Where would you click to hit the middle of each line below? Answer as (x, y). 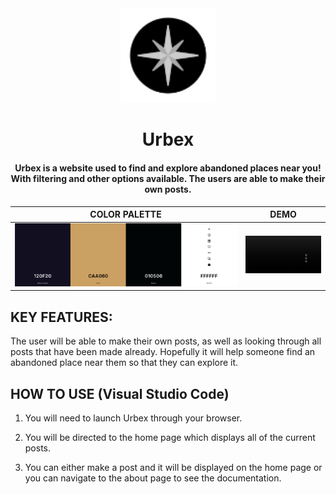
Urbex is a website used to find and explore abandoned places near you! (168, 168)
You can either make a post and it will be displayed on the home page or (173, 467)
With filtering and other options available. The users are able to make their (168, 178)
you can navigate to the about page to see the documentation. (153, 478)
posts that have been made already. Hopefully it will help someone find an (163, 352)
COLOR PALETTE (125, 214)
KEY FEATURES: (61, 317)
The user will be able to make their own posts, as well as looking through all (166, 341)
